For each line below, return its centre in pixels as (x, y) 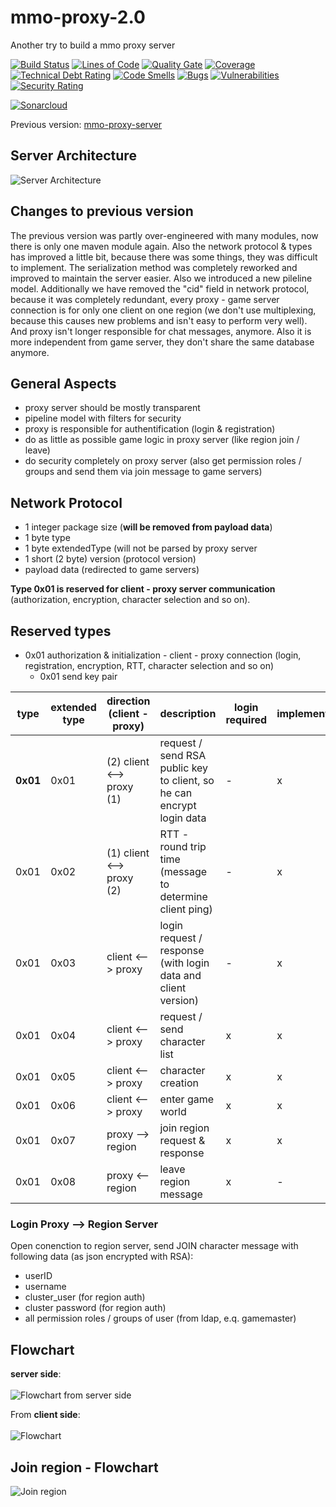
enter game (187, 1099)
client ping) (186, 909)
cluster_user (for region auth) (85, 1297)
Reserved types (61, 631)
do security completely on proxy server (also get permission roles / (163, 461)
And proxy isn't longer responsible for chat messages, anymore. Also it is (161, 331)
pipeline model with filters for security (103, 418)
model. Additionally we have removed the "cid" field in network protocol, (160, 288)
